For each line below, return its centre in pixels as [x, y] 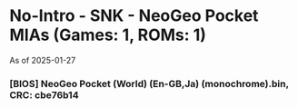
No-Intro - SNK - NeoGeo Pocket [134, 16]
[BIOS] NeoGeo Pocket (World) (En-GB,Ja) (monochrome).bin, [149, 83]
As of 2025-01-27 [43, 60]
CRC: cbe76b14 [44, 94]
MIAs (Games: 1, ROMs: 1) [108, 35]
